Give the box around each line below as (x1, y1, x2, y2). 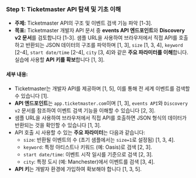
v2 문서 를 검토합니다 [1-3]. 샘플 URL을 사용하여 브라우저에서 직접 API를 (14, 34, 178, 42)
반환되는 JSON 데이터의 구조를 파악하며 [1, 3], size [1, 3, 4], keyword (25, 42, 184, 49)
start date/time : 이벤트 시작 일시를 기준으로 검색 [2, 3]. (23, 150, 153, 158)
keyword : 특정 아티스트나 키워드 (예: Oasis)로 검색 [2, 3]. (23, 143, 153, 150)
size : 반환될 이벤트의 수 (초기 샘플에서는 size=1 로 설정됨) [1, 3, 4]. (23, 136, 175, 143)
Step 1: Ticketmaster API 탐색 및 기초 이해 (6, 5, 121, 13)
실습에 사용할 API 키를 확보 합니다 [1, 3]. (14, 56, 105, 63)
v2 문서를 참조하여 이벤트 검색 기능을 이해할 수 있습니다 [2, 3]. (14, 107, 156, 114)
